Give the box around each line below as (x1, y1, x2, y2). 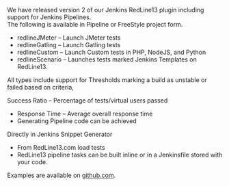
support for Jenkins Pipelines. (7, 13, 92, 21)
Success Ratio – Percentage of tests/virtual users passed (7, 96, 168, 105)
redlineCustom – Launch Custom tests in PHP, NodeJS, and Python (16, 48, 206, 56)
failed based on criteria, (7, 83, 74, 91)
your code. (16, 158, 48, 166)
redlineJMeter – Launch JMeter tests (16, 34, 121, 42)
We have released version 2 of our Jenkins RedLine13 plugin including (7, 6, 204, 14)
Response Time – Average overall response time (16, 109, 153, 118)
